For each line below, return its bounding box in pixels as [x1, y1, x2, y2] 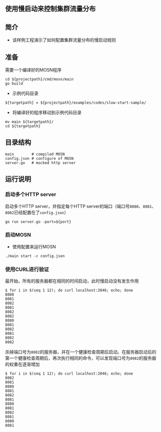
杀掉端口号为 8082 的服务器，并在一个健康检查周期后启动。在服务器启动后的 [5, 349, 157, 355]
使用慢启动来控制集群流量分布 [5, 4, 96, 13]
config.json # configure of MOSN [5, 156, 74, 161]
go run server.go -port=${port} [5, 219, 71, 224]
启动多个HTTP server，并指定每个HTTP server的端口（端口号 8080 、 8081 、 [5, 203, 157, 209]
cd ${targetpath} [5, 124, 41, 129]
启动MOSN [5, 232, 31, 238]
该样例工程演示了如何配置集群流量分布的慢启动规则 [12, 37, 116, 43]
